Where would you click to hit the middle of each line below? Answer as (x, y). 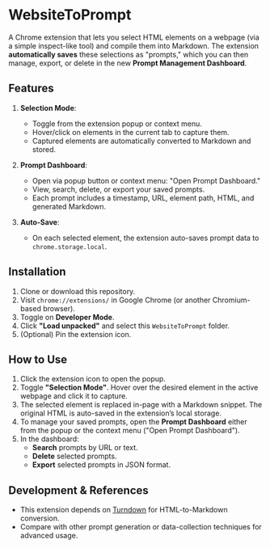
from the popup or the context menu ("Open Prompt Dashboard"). (130, 431)
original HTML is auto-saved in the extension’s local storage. (121, 413)
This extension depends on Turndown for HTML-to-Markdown (124, 510)
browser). (59, 308)
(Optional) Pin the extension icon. (76, 334)
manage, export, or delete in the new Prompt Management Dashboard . (128, 63)
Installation (37, 272)
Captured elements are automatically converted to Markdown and (141, 141)
